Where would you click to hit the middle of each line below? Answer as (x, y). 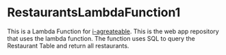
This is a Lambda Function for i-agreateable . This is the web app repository (113, 31)
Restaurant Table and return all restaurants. (68, 45)
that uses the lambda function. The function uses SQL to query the (101, 38)
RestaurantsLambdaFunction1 (94, 13)
